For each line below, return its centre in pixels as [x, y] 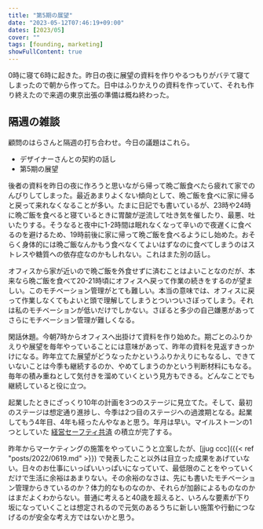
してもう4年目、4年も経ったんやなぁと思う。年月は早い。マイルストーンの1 [130, 421]
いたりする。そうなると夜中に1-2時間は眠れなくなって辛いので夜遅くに [123, 224]
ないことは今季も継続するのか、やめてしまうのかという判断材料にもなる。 [135, 366]
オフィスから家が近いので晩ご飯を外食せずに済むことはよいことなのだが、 [128, 271]
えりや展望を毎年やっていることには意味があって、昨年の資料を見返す [121, 346]
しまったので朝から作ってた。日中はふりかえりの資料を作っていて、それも [128, 85]
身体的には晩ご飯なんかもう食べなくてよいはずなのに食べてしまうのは [135, 244]
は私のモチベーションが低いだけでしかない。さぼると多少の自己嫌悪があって [132, 310]
